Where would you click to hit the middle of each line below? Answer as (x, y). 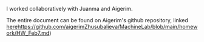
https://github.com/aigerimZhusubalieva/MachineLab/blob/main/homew (107, 27)
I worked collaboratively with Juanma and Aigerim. (70, 9)
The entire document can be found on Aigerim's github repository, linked (97, 20)
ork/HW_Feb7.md (28, 33)
